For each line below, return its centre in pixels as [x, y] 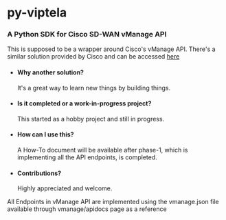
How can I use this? [45, 134]
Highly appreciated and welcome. [65, 188]
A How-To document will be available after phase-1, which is [102, 150]
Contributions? [39, 173]
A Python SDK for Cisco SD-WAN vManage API [87, 34]
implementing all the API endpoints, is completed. [87, 157]
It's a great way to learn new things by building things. [93, 88]
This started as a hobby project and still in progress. [91, 119]
